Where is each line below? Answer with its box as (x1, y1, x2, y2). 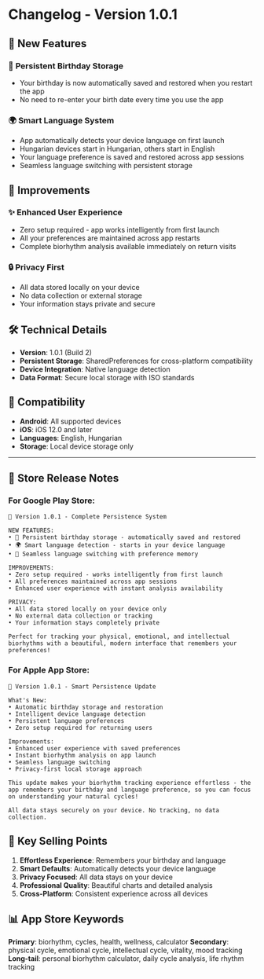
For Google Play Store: (8, 495, 96, 506)
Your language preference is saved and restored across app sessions (19, 152, 244, 162)
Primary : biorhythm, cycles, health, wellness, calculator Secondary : (8, 937, 229, 947)
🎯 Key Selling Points (8, 834, 108, 848)
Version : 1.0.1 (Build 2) (19, 347, 93, 357)
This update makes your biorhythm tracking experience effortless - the (8, 779, 251, 786)
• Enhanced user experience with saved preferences (8, 744, 181, 752)
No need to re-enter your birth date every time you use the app (19, 94, 224, 104)
